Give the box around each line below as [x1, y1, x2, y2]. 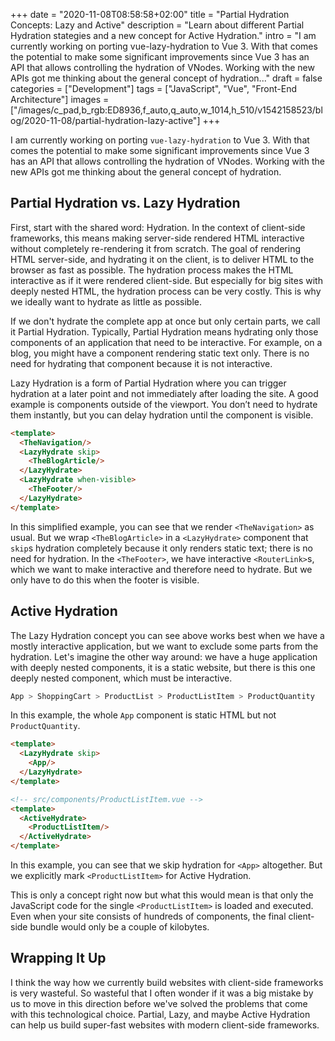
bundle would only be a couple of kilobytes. [29, 921, 210, 933]
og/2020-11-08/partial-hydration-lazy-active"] [10, 115, 201, 126]
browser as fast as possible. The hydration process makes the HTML [10, 264, 294, 276]
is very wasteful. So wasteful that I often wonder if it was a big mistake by [10, 987, 314, 999]
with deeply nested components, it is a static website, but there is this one [10, 661, 316, 673]
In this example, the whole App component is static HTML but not [10, 709, 277, 721]
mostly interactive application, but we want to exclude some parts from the [10, 640, 319, 652]
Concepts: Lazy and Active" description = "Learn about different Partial [10, 19, 305, 31]
